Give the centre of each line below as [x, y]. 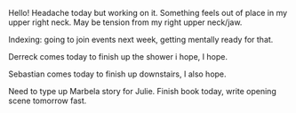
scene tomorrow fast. [48, 101]
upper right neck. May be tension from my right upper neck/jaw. [125, 22]
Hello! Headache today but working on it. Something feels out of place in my [148, 13]
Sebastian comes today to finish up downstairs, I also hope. [118, 74]
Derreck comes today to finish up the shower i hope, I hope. [118, 56]
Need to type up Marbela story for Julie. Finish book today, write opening [142, 91]
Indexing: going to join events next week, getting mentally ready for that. [141, 40]
